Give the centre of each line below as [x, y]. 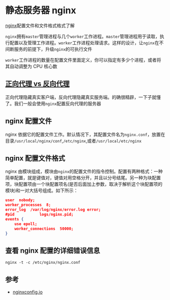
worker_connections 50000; [44, 229]
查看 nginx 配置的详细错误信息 [53, 250]
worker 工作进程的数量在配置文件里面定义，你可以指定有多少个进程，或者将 [83, 60]
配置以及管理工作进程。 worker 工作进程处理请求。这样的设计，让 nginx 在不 [87, 43]
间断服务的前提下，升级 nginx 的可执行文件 [49, 49]
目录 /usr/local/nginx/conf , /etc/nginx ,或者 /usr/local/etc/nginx [74, 141]
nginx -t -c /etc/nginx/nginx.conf [43, 263]
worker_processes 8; [28, 205]
